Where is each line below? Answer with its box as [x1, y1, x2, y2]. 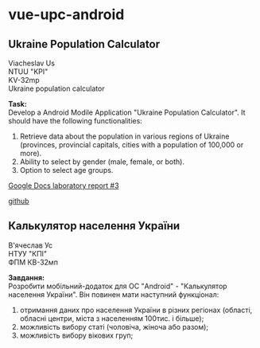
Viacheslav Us [8, 58, 56, 68]
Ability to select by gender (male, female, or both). [19, 157, 185, 166]
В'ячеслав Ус [8, 240, 53, 250]
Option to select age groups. [19, 166, 114, 174]
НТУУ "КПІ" [8, 248, 48, 258]
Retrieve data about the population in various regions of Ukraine [19, 131, 230, 141]
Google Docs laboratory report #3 [8, 181, 119, 190]
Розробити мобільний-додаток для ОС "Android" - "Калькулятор [8, 281, 228, 291]
